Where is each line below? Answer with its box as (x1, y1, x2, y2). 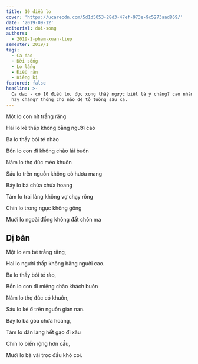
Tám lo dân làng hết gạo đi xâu (6, 329, 81, 336)
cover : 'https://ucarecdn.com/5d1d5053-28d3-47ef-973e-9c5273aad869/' (6, 14, 183, 20)
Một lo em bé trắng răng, (6, 249, 67, 256)
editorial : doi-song (6, 25, 57, 31)
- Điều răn (11, 69, 38, 75)
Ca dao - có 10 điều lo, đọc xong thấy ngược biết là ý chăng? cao (11, 91, 181, 97)
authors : (6, 31, 28, 37)
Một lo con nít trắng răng (6, 113, 67, 120)
